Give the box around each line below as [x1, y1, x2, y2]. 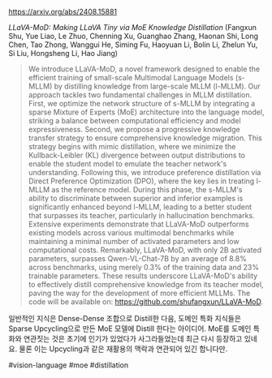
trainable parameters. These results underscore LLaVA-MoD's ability [28, 271, 258, 281]
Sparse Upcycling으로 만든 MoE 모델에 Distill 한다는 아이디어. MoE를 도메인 [8, 324, 252, 333]
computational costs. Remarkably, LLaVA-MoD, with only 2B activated [28, 245, 262, 255]
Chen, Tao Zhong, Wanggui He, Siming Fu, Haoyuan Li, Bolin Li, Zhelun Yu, [8, 40, 258, 49]
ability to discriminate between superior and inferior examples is [28, 194, 244, 203]
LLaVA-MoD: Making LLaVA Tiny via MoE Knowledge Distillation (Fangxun [8, 23, 257, 32]
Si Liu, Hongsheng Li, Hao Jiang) [8, 49, 119, 58]
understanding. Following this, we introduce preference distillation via [28, 168, 261, 177]
